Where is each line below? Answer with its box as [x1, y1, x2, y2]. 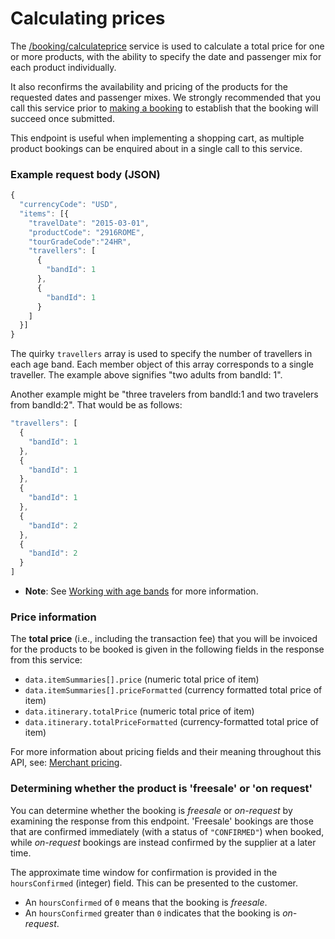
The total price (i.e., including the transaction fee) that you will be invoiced [10, 633, 318, 645]
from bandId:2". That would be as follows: [10, 399, 183, 411]
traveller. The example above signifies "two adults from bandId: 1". [10, 369, 283, 381]
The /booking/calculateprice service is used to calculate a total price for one [10, 40, 325, 52]
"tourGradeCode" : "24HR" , [28, 237, 132, 247]
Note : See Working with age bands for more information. [24, 585, 259, 597]
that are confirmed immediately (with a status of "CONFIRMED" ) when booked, [10, 825, 325, 837]
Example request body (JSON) [10, 167, 161, 181]
